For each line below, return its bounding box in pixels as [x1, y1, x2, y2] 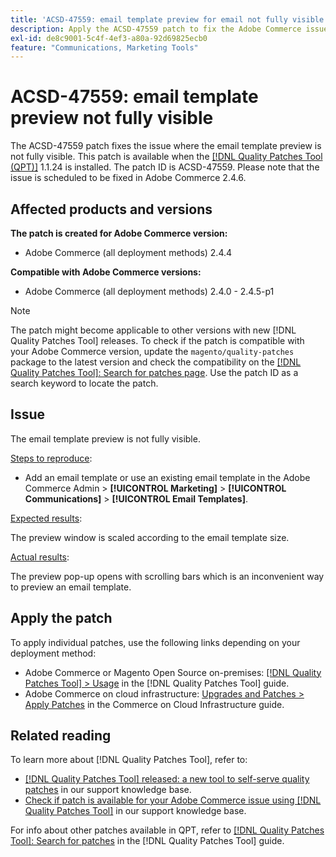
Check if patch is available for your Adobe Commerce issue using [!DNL [24, 794, 322, 806]
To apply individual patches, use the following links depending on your [10, 636, 301, 648]
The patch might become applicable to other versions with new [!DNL [10, 324, 297, 336]
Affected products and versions [10, 201, 213, 218]
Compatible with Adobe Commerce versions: [10, 266, 202, 278]
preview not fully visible [10, 107, 214, 130]
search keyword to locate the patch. [10, 377, 159, 389]
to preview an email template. [10, 581, 132, 593]
